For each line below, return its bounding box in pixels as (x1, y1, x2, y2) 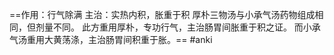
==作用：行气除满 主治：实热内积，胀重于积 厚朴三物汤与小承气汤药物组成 (9, 9, 316, 20)
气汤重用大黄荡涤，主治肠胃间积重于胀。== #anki (9, 34, 213, 45)
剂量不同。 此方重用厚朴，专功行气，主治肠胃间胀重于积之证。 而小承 (35, 21, 321, 33)
